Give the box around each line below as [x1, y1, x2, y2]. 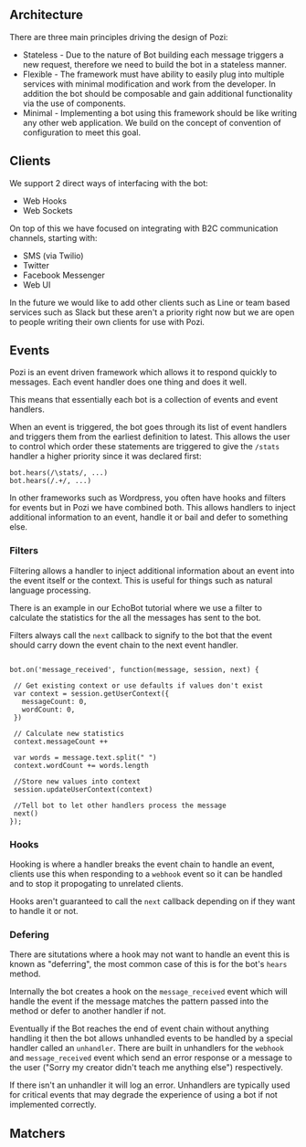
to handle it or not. [9, 906, 79, 917]
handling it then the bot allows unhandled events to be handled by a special [9, 1033, 294, 1044]
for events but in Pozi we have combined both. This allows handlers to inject [9, 502, 296, 513]
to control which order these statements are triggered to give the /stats [9, 441, 280, 452]
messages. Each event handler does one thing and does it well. [9, 376, 248, 387]
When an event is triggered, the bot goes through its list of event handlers [9, 422, 288, 433]
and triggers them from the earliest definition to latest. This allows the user [9, 431, 290, 442]
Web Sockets [22, 205, 73, 216]
